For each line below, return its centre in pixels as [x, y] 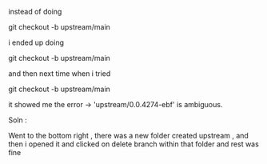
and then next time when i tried [60, 74]
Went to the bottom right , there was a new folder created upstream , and [129, 136]
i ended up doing [36, 42]
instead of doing [35, 12]
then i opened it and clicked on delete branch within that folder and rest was [134, 144]
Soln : [18, 120]
